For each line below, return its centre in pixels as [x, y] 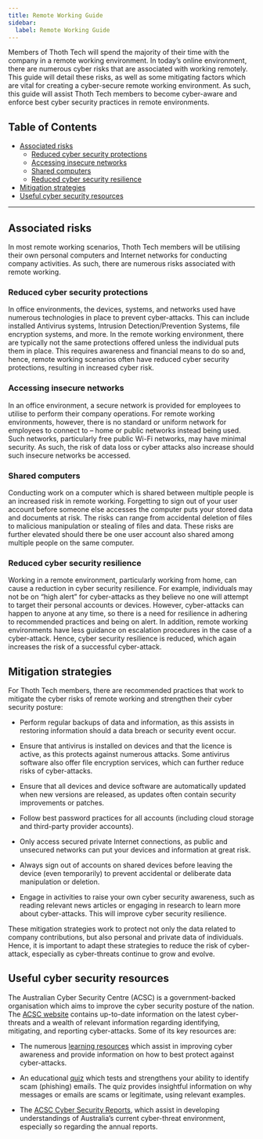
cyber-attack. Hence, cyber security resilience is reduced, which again [122, 639]
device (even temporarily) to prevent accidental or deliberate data [125, 873]
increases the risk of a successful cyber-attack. [85, 647]
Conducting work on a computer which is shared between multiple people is [131, 492]
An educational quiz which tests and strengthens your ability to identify [134, 1078]
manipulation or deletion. [59, 882]
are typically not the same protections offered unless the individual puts [124, 343]
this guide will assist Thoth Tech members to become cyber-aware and [122, 94]
